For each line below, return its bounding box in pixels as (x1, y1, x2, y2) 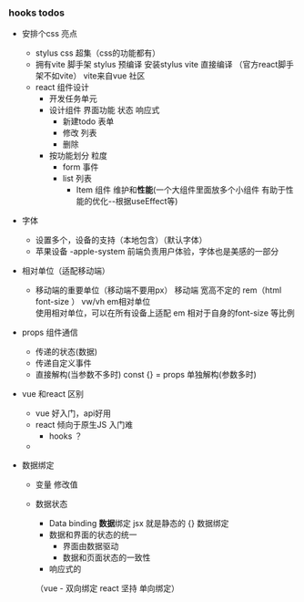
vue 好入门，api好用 (35, 408, 111, 419)
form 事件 (62, 161, 99, 172)
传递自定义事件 (35, 358, 92, 368)
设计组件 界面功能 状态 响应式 (48, 105, 160, 116)
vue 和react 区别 (21, 389, 84, 400)
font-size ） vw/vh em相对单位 (35, 296, 151, 307)
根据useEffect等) (115, 196, 178, 207)
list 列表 (62, 173, 92, 184)
